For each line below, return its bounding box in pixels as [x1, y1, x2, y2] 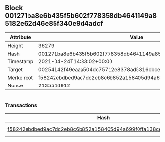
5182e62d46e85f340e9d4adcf [5, 19, 103, 28]
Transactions [5, 102, 38, 109]
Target [7, 66, 23, 73]
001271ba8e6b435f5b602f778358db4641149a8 [5, 12, 157, 20]
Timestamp [7, 58, 34, 65]
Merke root [7, 74, 33, 81]
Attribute [9, 34, 31, 41]
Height [7, 42, 23, 49]
